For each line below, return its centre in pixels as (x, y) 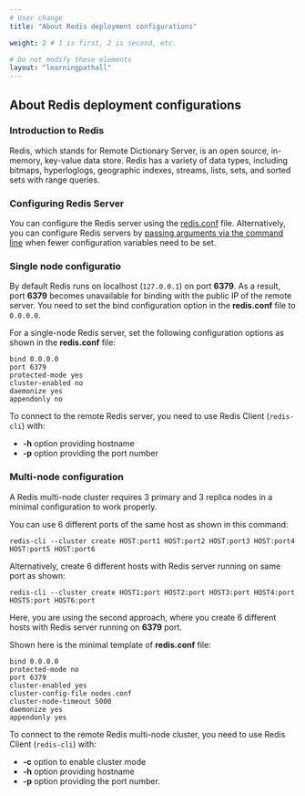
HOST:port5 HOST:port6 (52, 549)
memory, (26, 160)
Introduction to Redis (57, 131)
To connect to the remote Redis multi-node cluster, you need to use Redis (147, 734)
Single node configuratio (65, 267)
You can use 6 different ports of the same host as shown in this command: (149, 524)
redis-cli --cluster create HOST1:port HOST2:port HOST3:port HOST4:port (152, 592)
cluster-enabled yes (49, 686)
